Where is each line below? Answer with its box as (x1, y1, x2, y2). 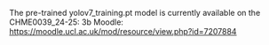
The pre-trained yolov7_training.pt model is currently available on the (9, 8, 261, 18)
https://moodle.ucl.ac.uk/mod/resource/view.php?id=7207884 (9, 26, 237, 36)
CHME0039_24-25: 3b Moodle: (9, 17, 124, 27)
